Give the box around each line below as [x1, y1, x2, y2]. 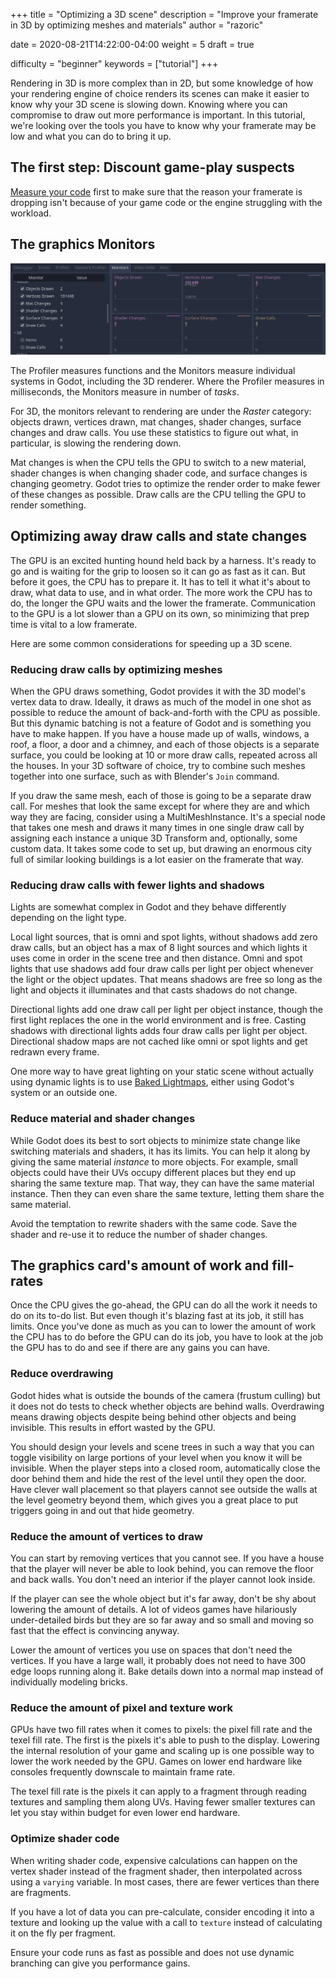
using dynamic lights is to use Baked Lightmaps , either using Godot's [10, 1076, 295, 1088]
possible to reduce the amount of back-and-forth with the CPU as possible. [10, 706, 321, 718]
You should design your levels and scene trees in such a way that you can [10, 1440, 315, 1453]
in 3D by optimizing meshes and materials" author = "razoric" [10, 19, 264, 31]
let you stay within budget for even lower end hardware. [10, 1807, 241, 1819]
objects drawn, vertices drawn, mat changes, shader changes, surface [10, 415, 302, 428]
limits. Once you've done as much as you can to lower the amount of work [10, 1320, 317, 1333]
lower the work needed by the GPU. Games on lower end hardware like [10, 1755, 303, 1768]
